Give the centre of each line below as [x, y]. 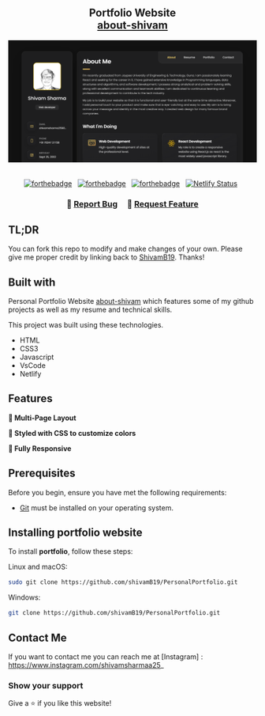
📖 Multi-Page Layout [42, 418]
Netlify [30, 373]
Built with [32, 282]
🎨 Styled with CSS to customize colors [72, 433]
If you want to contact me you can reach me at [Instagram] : [106, 657]
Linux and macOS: [38, 567]
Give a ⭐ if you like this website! [60, 703]
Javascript [37, 357]
